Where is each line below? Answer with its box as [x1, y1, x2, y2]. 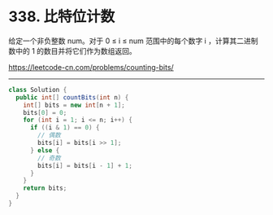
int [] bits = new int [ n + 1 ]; [23, 101, 126, 109]
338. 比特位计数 [8, 7, 115, 26]
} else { [29, 146, 60, 155]
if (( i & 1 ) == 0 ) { [29, 124, 100, 132]
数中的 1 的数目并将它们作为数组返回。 [8, 46, 136, 55]
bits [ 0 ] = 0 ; [23, 108, 67, 116]
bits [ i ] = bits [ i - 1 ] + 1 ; [37, 161, 132, 169]
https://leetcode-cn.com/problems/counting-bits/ [8, 62, 175, 72]
